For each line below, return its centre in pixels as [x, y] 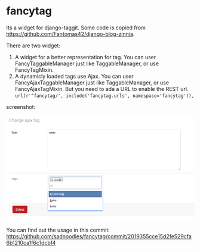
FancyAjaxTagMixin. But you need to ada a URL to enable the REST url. [101, 89]
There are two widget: [33, 45]
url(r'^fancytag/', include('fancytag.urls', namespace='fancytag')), [104, 96]
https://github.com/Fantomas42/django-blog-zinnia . [70, 34]
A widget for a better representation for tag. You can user [85, 57]
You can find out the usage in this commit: [58, 230]
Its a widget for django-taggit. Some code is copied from [76, 28]
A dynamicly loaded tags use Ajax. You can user [74, 76]
